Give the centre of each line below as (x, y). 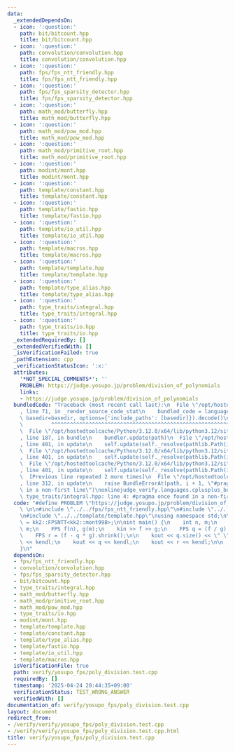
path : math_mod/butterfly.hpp (64, 112)
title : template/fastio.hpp (60, 216)
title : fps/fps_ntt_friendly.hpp (69, 79)
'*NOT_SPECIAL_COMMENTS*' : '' (64, 379)
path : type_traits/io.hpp (58, 327)
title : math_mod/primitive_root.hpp (73, 157)
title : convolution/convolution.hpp (73, 60)
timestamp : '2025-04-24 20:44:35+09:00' (73, 685)
